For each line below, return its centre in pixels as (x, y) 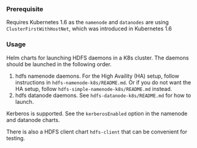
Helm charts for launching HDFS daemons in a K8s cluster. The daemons (98, 58)
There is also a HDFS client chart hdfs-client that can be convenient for (97, 132)
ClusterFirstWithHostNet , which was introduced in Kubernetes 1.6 (89, 29)
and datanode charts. (33, 119)
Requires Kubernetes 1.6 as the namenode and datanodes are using (88, 22)
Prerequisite (25, 9)
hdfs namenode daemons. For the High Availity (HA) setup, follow (97, 76)
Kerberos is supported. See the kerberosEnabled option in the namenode (97, 113)
